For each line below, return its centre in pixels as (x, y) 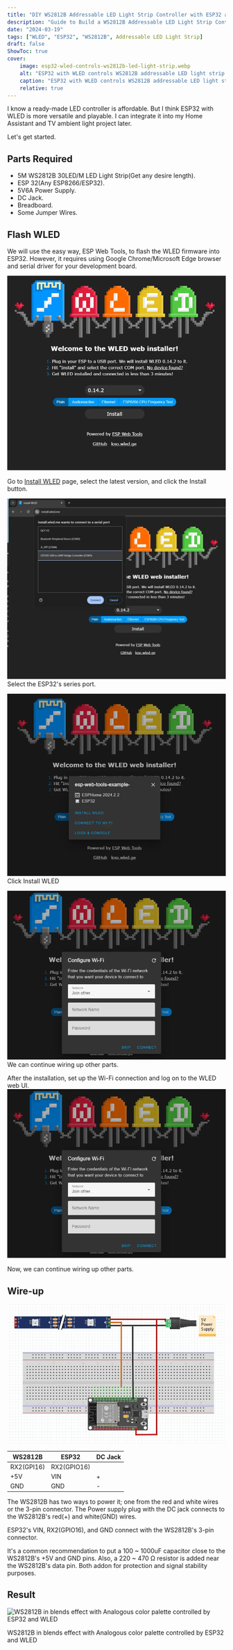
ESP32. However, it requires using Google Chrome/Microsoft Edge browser (114, 259)
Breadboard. (35, 205)
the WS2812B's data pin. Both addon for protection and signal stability (107, 1565)
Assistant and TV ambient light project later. (70, 124)
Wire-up (26, 1291)
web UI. (18, 1085)
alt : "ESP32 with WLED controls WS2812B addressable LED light (113, 73)
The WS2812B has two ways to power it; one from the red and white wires (113, 1501)
